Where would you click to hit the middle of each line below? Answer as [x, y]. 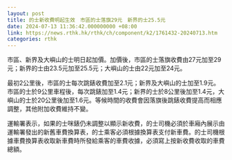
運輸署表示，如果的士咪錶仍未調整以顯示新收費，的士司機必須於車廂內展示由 [116, 123]
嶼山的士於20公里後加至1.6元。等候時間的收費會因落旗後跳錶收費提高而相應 [115, 100]
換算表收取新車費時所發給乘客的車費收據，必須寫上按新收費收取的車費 [125, 141]
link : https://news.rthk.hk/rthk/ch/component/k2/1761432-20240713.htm [112, 33]
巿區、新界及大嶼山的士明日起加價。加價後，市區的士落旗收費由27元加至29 [114, 60]
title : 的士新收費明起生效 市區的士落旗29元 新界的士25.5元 [86, 20]
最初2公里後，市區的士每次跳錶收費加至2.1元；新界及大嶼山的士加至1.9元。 [113, 83]
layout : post [26, 13]
